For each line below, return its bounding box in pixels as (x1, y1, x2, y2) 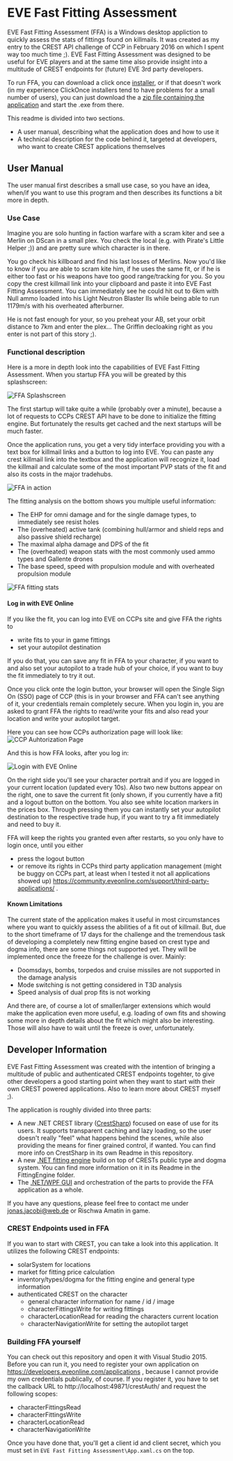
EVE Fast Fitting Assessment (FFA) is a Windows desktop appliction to (7, 28, 208, 36)
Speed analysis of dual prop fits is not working (17, 988, 151, 996)
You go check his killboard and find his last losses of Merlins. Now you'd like (7, 258, 226, 266)
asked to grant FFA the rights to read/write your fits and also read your (7, 706, 209, 715)
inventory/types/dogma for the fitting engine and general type (17, 1275, 195, 1284)
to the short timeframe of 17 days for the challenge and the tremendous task (7, 930, 225, 938)
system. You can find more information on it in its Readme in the (17, 1163, 201, 1171)
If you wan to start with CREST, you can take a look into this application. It (7, 1239, 218, 1247)
